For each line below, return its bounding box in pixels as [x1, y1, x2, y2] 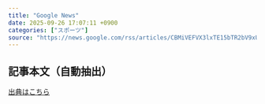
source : [8, 33, 34, 42]
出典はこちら [8, 87, 50, 97]
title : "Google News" [8, 11, 80, 20]
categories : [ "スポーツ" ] [8, 26, 88, 34]
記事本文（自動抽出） [8, 65, 112, 78]
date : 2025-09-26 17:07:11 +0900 [8, 19, 118, 27]
